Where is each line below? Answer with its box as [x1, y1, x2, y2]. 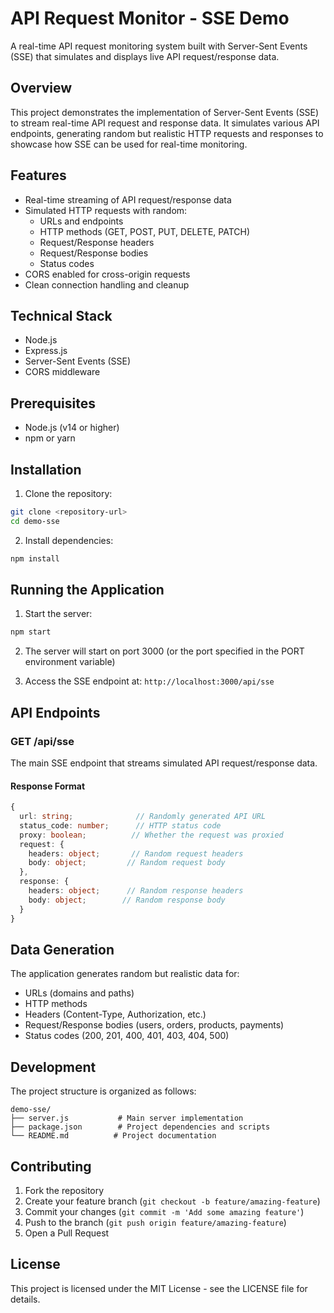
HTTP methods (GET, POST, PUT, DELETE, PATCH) [39, 225, 251, 237]
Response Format [10, 780, 86, 792]
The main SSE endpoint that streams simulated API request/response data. [10, 757, 318, 769]
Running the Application [10, 582, 165, 599]
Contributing [10, 1158, 92, 1175]
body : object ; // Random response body [28, 895, 226, 905]
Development [10, 1058, 97, 1076]
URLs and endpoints [39, 215, 124, 227]
